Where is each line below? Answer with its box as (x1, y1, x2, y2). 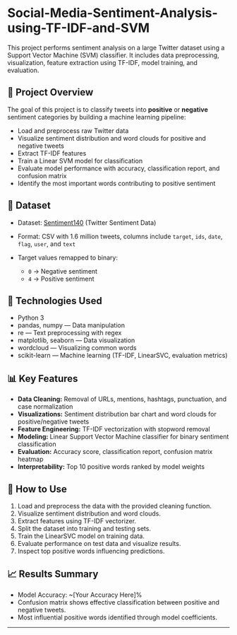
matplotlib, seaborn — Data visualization (17, 336, 135, 344)
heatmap (17, 455, 44, 464)
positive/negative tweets (17, 417, 90, 426)
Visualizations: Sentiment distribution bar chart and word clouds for (17, 410, 217, 419)
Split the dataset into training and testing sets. (17, 525, 152, 532)
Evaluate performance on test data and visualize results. (17, 540, 181, 547)
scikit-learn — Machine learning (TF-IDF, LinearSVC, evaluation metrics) (17, 351, 228, 360)
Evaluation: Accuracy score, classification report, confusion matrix (17, 448, 213, 456)
